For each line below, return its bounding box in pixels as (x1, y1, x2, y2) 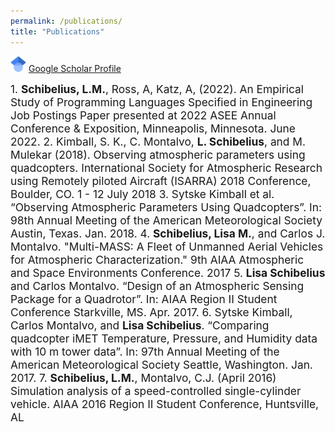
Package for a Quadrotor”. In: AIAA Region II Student (10, 291, 278, 306)
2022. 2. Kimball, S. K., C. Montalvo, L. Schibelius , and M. (10, 134, 306, 149)
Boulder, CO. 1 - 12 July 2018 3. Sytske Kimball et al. (10, 186, 275, 201)
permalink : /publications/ (10, 16, 123, 26)
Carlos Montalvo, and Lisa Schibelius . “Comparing (10, 318, 270, 332)
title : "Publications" (10, 26, 105, 37)
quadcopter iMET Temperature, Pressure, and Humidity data (10, 331, 318, 345)
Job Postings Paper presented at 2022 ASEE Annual (10, 108, 277, 122)
